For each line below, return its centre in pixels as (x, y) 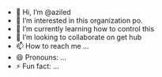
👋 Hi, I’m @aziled (43, 12)
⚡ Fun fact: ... (37, 66)
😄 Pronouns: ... (41, 57)
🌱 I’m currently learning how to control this (85, 29)
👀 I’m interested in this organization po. (79, 20)
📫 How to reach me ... (52, 46)
